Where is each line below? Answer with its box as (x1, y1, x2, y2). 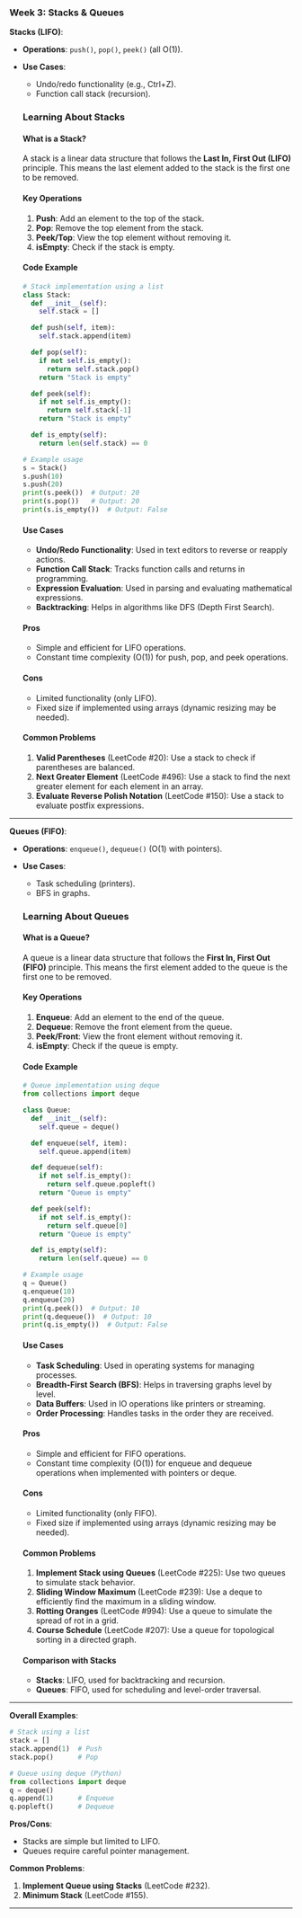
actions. (35, 555, 66, 565)
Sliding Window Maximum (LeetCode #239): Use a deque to (35, 1586, 262, 1597)
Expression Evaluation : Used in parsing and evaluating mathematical (35, 582, 293, 594)
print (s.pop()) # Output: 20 (22, 497, 140, 506)
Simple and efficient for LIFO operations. (35, 643, 186, 653)
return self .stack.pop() (46, 364, 140, 374)
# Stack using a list (9, 1727, 91, 1736)
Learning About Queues (22, 910, 129, 922)
